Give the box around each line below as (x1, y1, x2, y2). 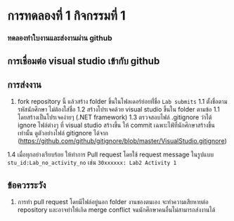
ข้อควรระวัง (7, 179, 46, 191)
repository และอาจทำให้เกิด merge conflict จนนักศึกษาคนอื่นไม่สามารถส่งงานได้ (17, 206, 216, 214)
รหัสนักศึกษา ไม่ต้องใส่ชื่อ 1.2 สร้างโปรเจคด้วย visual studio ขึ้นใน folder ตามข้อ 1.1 (17, 105, 220, 114)
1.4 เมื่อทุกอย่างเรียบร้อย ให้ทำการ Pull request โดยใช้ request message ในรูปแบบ (7, 150, 214, 159)
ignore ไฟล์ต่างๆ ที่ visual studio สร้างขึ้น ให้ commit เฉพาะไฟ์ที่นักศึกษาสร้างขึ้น (17, 121, 216, 130)
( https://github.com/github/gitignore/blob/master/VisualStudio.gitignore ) (17, 137, 227, 145)
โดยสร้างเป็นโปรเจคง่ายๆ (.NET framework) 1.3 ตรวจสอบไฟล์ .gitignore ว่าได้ (17, 113, 212, 121)
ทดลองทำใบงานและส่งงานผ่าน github (7, 33, 112, 43)
